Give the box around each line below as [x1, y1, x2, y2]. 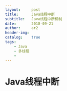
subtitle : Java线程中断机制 [5, 16, 62, 21]
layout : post [5, 7, 41, 12]
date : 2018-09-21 [5, 21, 54, 26]
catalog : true [5, 35, 41, 40]
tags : [5, 40, 16, 45]
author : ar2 [5, 26, 38, 31]
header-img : [5, 30, 29, 35]
